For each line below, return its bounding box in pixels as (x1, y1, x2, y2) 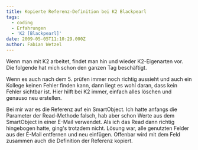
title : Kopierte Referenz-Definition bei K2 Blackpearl (6, 8, 147, 15)
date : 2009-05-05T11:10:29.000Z (6, 36, 86, 42)
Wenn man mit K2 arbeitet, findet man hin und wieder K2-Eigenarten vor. (6, 57, 183, 65)
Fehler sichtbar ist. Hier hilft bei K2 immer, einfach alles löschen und (6, 88, 172, 95)
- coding (11, 19, 33, 25)
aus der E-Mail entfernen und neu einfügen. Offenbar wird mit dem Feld (6, 131, 180, 138)
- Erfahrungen (11, 25, 46, 31)
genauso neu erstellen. (6, 94, 62, 101)
